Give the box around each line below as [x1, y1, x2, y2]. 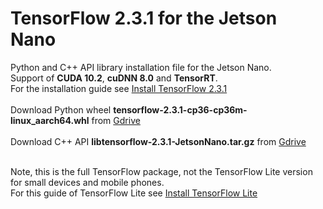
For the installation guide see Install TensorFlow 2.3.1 [10, 82, 228, 94]
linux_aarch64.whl [10, 114, 90, 126]
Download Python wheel [10, 103, 112, 116]
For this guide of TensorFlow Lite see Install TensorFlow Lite [10, 187, 258, 199]
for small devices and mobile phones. [10, 176, 165, 188]
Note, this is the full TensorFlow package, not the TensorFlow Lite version [10, 165, 313, 177]
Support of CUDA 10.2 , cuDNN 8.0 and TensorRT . [10, 72, 218, 84]
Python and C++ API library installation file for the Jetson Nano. [10, 61, 272, 73]
